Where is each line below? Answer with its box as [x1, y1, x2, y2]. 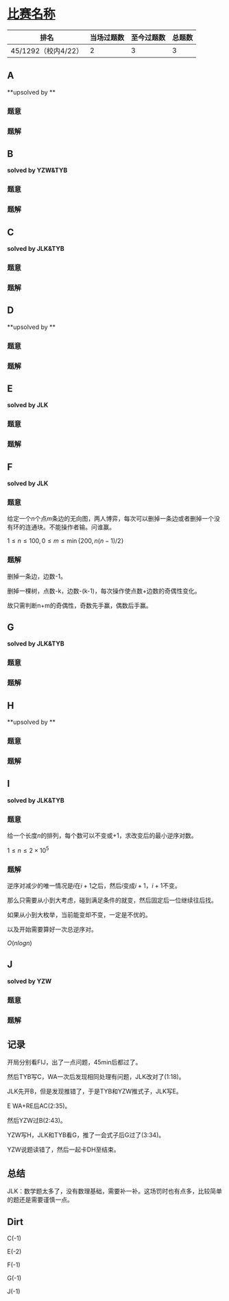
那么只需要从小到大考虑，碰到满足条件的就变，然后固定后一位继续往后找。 [7, 896, 217, 904]
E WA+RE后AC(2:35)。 [7, 1102, 71, 1110]
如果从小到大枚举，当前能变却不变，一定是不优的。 [7, 911, 152, 919]
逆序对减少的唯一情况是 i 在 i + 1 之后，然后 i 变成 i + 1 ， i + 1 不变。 [7, 881, 181, 890]
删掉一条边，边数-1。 [7, 572, 67, 580]
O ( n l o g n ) [7, 939, 32, 947]
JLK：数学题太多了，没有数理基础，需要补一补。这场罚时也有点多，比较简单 [7, 1187, 223, 1195]
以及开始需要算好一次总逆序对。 [7, 925, 97, 933]
